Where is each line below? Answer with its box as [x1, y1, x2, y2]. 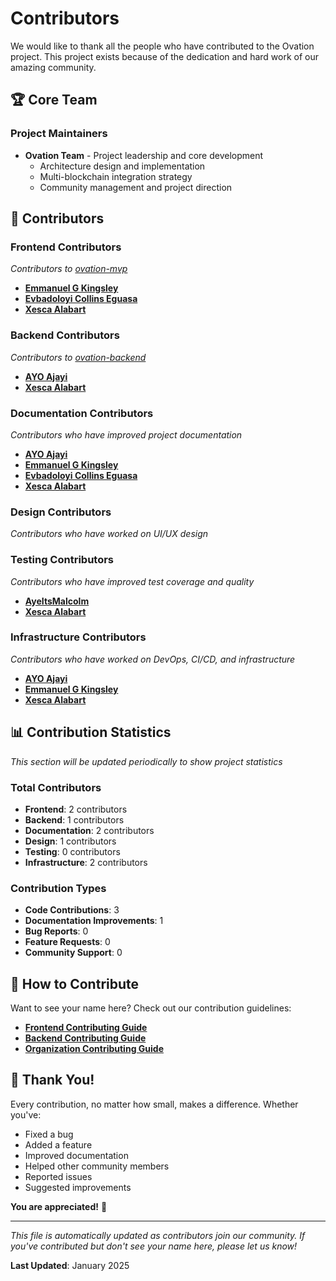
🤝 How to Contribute [10, 975, 140, 992]
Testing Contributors [10, 553, 115, 567]
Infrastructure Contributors [10, 630, 147, 644]
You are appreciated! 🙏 [10, 1200, 108, 1212]
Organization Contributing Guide [24, 1043, 164, 1055]
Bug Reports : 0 [24, 925, 89, 937]
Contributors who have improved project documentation [10, 428, 243, 441]
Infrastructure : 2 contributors [24, 856, 148, 868]
